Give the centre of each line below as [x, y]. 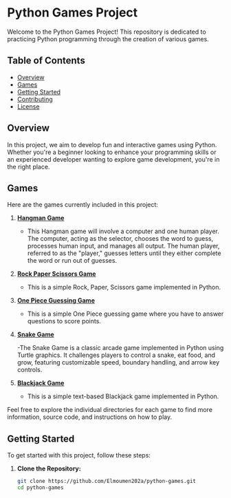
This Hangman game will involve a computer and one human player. [123, 231]
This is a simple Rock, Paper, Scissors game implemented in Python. [124, 288]
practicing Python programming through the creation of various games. [108, 39]
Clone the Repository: [49, 468]
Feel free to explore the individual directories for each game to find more [110, 410]
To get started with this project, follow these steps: [79, 455]
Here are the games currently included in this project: [82, 205]
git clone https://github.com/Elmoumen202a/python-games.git [107, 481]
